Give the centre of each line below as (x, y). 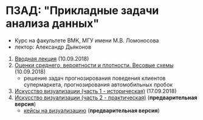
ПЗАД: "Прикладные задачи (82, 11)
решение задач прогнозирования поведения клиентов (95, 78)
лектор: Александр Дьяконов (53, 47)
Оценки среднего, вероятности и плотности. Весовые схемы (94, 65)
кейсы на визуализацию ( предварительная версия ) (91, 110)
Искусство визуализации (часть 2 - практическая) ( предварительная (106, 97)
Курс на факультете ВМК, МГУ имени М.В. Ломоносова (87, 40)
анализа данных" (53, 23)
